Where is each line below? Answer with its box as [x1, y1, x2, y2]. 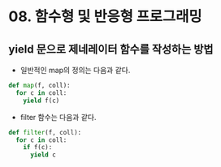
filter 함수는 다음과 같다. [19, 112, 97, 122]
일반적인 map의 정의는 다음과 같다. [19, 66, 131, 75]
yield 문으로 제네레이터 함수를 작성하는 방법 [8, 42, 214, 56]
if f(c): [23, 143, 53, 152]
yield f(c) [23, 96, 60, 105]
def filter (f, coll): [8, 128, 82, 136]
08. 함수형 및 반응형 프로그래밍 [8, 7, 202, 26]
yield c [29, 151, 57, 159]
